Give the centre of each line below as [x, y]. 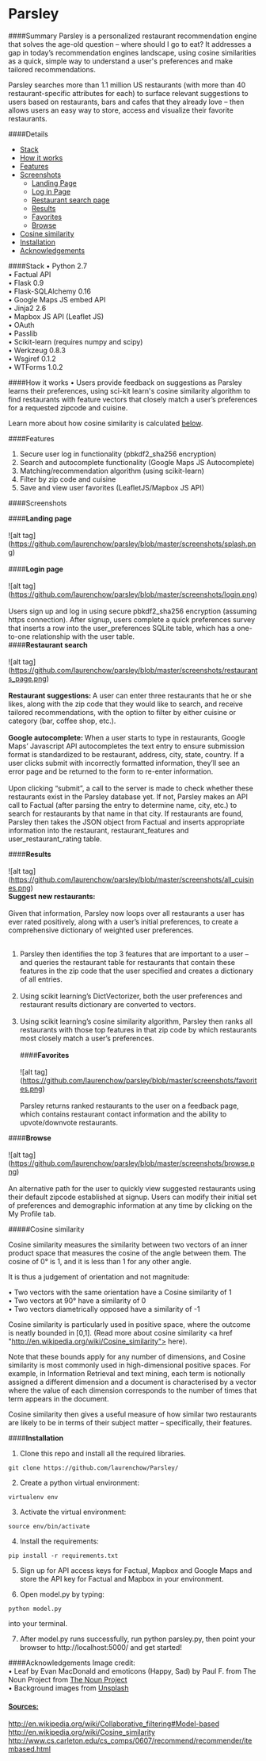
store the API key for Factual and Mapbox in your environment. [122, 1578]
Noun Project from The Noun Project [68, 1679]
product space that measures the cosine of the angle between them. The [127, 1253]
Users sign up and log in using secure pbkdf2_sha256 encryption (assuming [133, 611]
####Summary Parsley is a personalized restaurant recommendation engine [133, 36]
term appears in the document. [59, 1398]
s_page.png [28, 679]
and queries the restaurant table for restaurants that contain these [127, 962]
